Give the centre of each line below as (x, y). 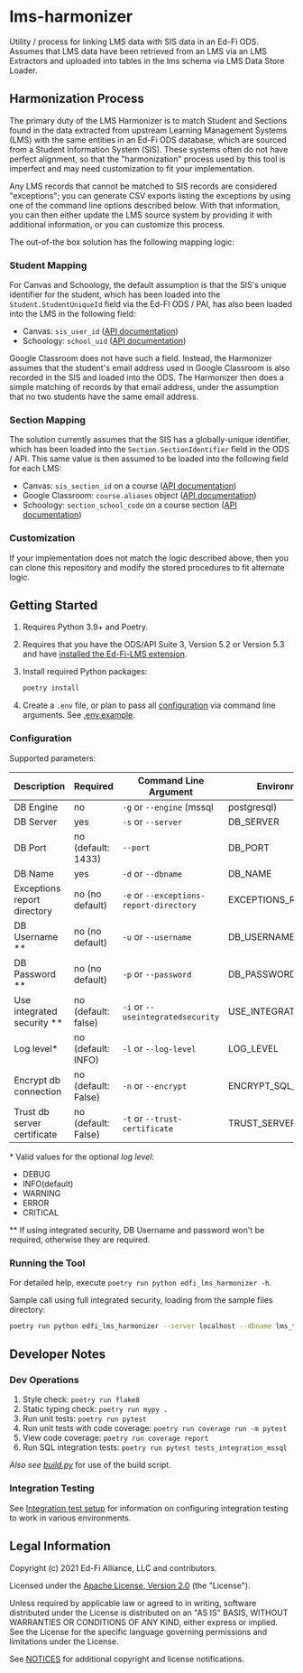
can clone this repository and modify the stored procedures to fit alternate (147, 567)
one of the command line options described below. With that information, (145, 205)
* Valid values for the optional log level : (82, 1157)
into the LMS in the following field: (73, 314)
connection (38, 1092)
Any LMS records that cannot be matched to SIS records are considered (143, 186)
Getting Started (54, 605)
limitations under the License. (64, 1641)
